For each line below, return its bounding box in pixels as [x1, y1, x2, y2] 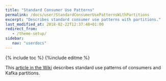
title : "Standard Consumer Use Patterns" [5, 7, 95, 13]
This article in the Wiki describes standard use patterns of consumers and [5, 64, 161, 70]
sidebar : [5, 36, 24, 41]
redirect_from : [5, 26, 38, 32]
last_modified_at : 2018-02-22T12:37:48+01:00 [5, 21, 104, 27]
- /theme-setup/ [12, 31, 47, 36]
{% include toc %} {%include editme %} [5, 55, 90, 61]
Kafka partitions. [5, 70, 40, 76]
